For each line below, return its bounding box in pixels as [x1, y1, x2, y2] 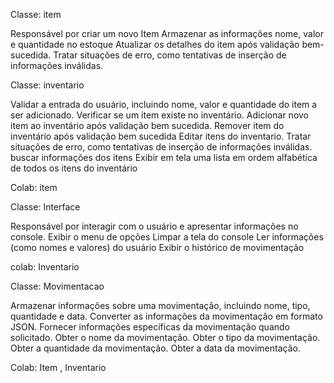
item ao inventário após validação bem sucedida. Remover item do [10, 120, 285, 131]
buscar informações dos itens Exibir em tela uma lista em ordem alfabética [10, 152, 318, 163]
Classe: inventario [10, 79, 85, 91]
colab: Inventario [10, 261, 80, 273]
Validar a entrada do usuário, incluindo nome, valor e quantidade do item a [10, 99, 318, 110]
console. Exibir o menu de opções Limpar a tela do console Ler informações [10, 231, 324, 243]
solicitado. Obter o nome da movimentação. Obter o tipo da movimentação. [10, 332, 321, 343]
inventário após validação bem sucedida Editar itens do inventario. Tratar [10, 130, 312, 142]
